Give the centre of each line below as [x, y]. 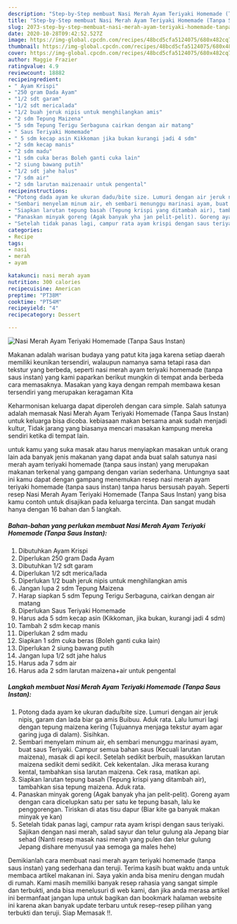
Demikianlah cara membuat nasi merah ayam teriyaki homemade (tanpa [112, 860]
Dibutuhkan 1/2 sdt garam [56, 565]
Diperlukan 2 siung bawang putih [66, 648]
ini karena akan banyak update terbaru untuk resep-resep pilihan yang [110, 905]
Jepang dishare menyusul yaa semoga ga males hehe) [97, 846]
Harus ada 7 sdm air [47, 663]
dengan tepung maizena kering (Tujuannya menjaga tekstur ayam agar [121, 727]
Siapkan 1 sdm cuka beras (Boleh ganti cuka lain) [89, 640]
